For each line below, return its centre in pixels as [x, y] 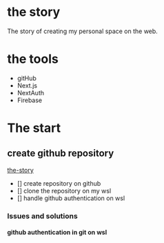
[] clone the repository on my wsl [64, 191]
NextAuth [31, 93]
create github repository [61, 154]
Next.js [27, 85]
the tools [33, 59]
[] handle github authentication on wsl [71, 198]
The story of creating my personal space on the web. [83, 31]
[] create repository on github [59, 183]
